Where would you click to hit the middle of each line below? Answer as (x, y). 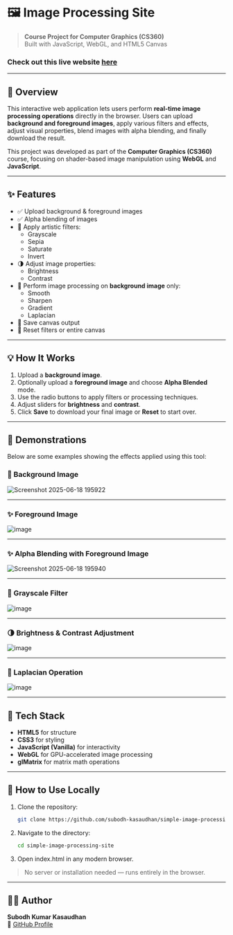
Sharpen (40, 300)
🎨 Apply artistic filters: (49, 227)
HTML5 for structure (47, 733)
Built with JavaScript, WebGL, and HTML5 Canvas (96, 44)
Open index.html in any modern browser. (75, 859)
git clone (32, 819)
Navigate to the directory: (54, 832)
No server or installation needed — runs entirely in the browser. (115, 872)
